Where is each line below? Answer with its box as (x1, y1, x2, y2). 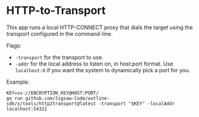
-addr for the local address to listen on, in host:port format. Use (15, 60, 174, 67)
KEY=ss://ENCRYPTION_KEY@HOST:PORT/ (6, 90, 99, 96)
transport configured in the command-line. (6, 30, 113, 37)
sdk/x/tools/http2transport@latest (6, 101, 96, 107)
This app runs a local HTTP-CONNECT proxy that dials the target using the (6, 24, 193, 31)
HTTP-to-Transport (6, 4, 106, 18)
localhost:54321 (6, 105, 47, 112)
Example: (6, 78, 30, 85)
